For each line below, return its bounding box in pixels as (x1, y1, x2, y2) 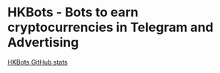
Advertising (7, 35, 79, 50)
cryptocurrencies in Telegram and (7, 19, 214, 35)
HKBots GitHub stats (7, 57, 68, 66)
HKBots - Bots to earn (7, 4, 139, 21)
